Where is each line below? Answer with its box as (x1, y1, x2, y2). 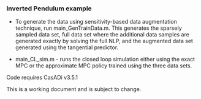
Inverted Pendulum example (6, 4, 92, 13)
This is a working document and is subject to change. (6, 86, 142, 93)
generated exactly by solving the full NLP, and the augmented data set (15, 38, 193, 45)
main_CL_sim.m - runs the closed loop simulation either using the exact (15, 56, 195, 63)
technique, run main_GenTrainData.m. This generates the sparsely (15, 24, 182, 32)
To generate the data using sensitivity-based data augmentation (15, 18, 178, 26)
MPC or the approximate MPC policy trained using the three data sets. (15, 62, 192, 69)
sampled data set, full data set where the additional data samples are (15, 31, 190, 38)
